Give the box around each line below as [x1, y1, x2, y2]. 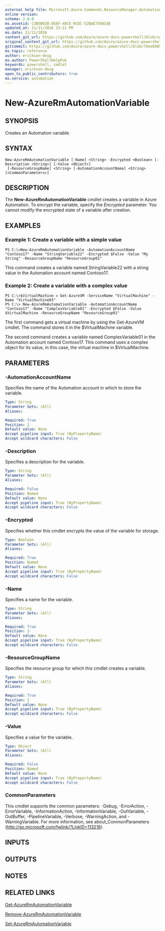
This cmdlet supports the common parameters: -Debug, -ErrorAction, [5, 803, 146, 809]
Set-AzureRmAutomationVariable [5, 921, 72, 927]
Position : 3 [5, 629, 29, 634]
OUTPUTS [5, 855, 37, 863]
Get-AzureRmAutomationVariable [5, 901, 72, 907]
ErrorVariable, [5, 808, 33, 814]
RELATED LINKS [5, 889, 55, 897]
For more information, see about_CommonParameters [41, 819, 150, 824]
